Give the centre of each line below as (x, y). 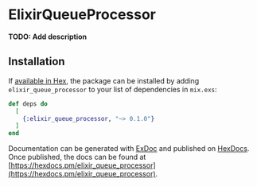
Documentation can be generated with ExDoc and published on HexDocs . (129, 149)
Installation (37, 62)
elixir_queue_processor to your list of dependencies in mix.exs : (113, 89)
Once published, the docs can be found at (77, 157)
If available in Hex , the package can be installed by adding (104, 80)
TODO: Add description (48, 37)
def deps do (28, 104)
